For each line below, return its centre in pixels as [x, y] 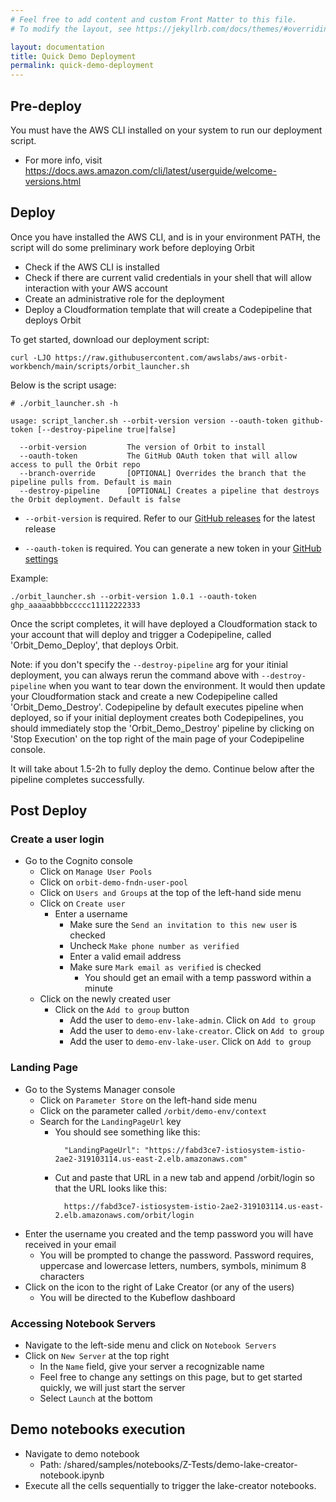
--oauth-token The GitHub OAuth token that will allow [158, 456]
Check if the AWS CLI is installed [92, 267]
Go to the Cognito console [78, 861]
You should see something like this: [127, 1132]
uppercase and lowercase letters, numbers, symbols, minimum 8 [173, 1265]
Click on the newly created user [105, 999]
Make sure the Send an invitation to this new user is [183, 925]
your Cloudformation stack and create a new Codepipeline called [144, 696]
